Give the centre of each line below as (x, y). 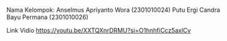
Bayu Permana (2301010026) (47, 17)
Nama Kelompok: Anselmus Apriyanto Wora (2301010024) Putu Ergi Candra (113, 10)
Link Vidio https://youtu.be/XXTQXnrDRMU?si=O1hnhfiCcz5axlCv (99, 30)
